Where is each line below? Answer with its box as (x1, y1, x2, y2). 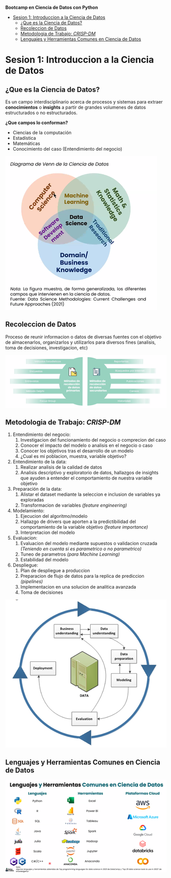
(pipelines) (20, 578, 43, 584)
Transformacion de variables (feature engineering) (20, 502, 127, 508)
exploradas (20, 497, 45, 503)
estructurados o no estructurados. (5, 110, 78, 116)
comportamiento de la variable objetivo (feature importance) (20, 524, 148, 530)
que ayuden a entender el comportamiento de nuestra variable (20, 475, 153, 481)
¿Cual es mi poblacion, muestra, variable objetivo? (20, 453, 127, 459)
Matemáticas (12, 140, 40, 147)
